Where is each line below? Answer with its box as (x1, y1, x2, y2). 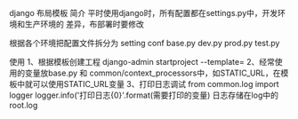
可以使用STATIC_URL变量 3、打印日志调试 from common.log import (32, 79, 279, 89)
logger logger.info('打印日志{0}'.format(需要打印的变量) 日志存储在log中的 (9, 90, 278, 100)
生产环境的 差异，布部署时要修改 (24, 19, 144, 29)
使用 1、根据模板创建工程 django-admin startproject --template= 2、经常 (9, 57, 276, 67)
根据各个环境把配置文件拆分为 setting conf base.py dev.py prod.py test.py (9, 38, 280, 48)
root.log (9, 100, 38, 110)
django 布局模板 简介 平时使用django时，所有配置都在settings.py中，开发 (9, 8, 278, 18)
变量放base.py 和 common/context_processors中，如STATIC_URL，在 (24, 67, 282, 78)
